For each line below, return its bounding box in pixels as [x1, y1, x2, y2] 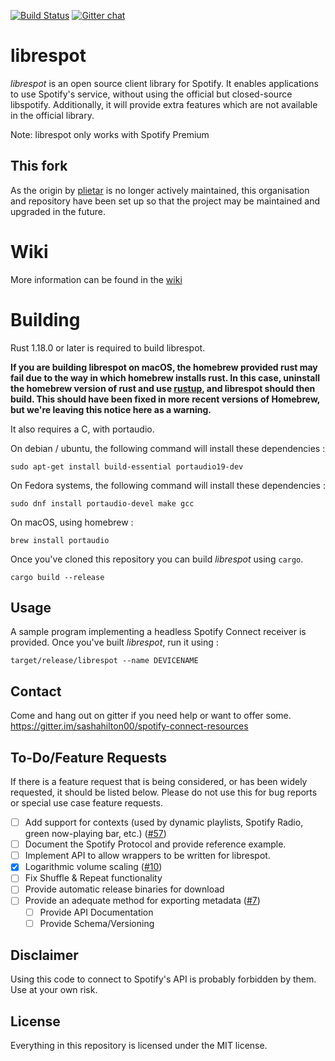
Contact [10, 683, 62, 700]
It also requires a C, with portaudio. [10, 423, 155, 435]
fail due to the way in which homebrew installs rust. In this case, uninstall [10, 371, 321, 384]
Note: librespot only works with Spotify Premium [10, 128, 210, 140]
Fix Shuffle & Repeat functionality [24, 872, 163, 884]
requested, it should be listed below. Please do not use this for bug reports [10, 786, 318, 799]
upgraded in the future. [10, 205, 106, 217]
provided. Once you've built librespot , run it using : [10, 636, 219, 649]
